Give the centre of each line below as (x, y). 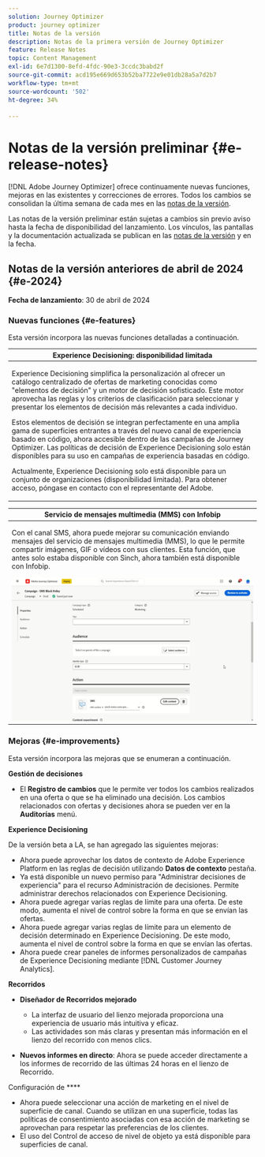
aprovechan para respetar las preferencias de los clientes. (114, 1127)
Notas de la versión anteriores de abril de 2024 (126, 269)
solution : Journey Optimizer (56, 17)
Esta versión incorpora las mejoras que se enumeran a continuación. (119, 758)
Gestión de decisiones (46, 774)
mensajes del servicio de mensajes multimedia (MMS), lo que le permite (128, 541)
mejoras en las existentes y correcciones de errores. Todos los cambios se (130, 195)
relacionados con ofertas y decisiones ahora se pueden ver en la (125, 805)
